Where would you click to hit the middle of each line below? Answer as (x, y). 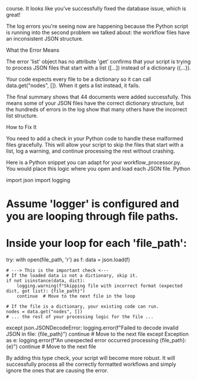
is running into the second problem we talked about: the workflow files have (98, 32)
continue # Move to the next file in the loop (76, 296)
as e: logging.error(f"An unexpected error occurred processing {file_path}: (96, 341)
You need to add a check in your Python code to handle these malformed (95, 138)
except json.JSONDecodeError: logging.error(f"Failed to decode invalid (92, 328)
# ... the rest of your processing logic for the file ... (80, 317)
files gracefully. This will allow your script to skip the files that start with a (95, 145)
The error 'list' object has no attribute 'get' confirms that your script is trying (98, 62)
